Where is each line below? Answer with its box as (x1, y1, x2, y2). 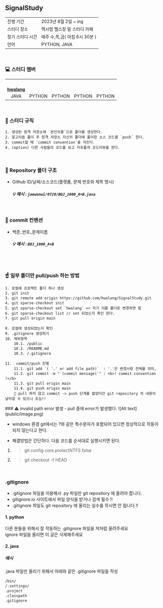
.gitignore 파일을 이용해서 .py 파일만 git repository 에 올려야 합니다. (12, 491, 143, 496)
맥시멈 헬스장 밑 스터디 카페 (41, 26, 94, 32)
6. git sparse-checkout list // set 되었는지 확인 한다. (5, 311, 115, 316)
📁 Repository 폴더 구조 (5, 167, 57, 174)
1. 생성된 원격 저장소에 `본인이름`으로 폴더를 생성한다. (5, 130, 103, 135)
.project (5, 588, 23, 594)
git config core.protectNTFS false (24, 447, 92, 453)
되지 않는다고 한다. (12, 427, 48, 433)
